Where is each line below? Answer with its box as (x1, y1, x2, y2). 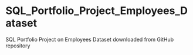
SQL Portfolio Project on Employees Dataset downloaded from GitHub (5, 36, 174, 43)
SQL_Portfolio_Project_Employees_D (5, 4, 188, 18)
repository (5, 42, 31, 49)
